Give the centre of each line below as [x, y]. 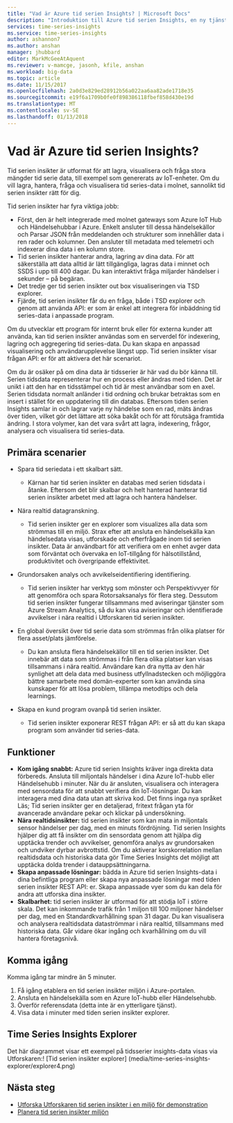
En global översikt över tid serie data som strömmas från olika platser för [121, 631]
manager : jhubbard [34, 53]
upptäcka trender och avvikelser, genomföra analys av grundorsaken [116, 843]
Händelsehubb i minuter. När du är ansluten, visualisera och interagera [118, 784]
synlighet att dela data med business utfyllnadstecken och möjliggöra [127, 674]
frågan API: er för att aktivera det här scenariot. [75, 358]
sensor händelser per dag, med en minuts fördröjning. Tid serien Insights [121, 828]
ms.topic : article [34, 78]
